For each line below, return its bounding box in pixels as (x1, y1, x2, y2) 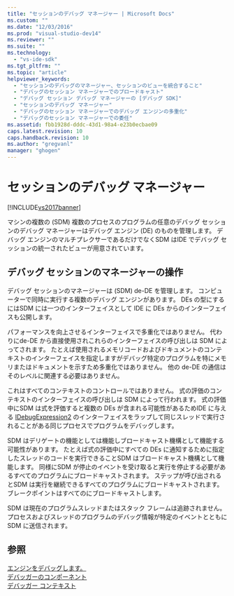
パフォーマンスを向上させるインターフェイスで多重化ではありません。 (7, 327, 209, 336)
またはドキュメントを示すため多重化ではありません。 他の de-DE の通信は (13, 363, 227, 371)
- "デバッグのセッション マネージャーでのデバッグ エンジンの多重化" (13, 108, 188, 115)
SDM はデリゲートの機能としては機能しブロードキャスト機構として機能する (7, 436, 225, 445)
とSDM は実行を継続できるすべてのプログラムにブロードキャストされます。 (7, 480, 224, 488)
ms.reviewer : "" (7, 36, 54, 43)
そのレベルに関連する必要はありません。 (7, 371, 124, 379)
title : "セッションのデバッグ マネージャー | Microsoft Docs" (7, 10, 175, 18)
